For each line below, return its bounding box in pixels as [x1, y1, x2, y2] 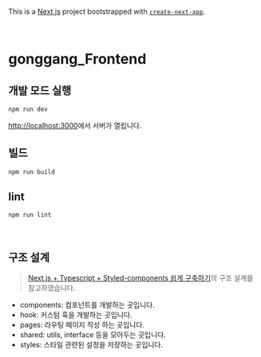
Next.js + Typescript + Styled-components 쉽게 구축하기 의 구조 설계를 [27, 273, 254, 283]
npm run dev [8, 105, 48, 113]
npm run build [8, 167, 56, 176]
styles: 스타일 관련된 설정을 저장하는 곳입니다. [19, 340, 164, 350]
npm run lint [8, 211, 52, 219]
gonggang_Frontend [8, 50, 147, 69]
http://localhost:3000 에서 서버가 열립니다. [8, 120, 142, 130]
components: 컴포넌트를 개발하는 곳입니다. [19, 300, 156, 310]
